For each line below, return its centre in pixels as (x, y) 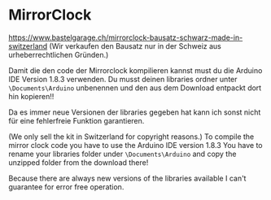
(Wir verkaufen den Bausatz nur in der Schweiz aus (135, 46)
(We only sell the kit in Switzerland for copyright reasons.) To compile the (131, 137)
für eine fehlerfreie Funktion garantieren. (76, 120)
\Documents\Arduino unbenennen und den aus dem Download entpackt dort (135, 88)
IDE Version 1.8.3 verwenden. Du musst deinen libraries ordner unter (123, 79)
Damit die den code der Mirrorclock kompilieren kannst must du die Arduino (135, 70)
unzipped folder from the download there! (79, 162)
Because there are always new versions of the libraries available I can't (127, 178)
